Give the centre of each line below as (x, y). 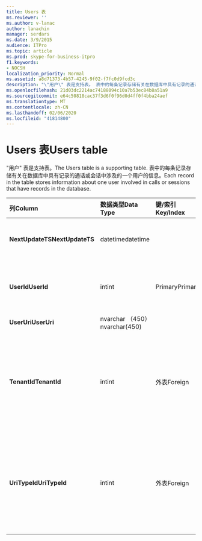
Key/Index (170, 213)
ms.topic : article (29, 51)
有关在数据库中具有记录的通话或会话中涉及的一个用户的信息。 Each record (103, 176)
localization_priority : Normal (45, 74)
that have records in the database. (49, 189)
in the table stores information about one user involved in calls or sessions (98, 182)
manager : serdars (28, 34)
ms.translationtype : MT (36, 101)
